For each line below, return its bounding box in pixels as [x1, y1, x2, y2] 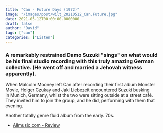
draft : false [5, 21, 33, 26]
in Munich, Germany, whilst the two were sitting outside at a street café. [5, 92, 153, 98]
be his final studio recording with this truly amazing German [5, 58, 154, 65]
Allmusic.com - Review [12, 122, 60, 128]
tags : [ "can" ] [5, 30, 35, 35]
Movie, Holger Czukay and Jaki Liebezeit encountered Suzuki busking [5, 87, 150, 93]
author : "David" [5, 26, 39, 31]
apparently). [5, 70, 37, 77]
